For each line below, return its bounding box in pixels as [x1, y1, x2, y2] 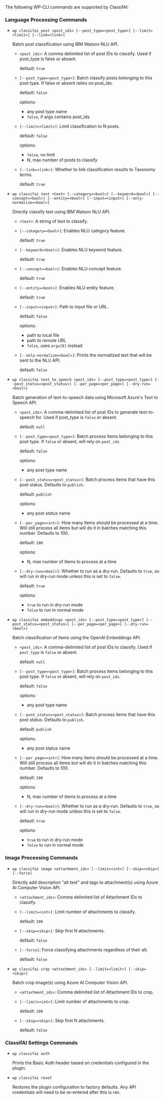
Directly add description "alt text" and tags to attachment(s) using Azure [12, 879, 158, 885]
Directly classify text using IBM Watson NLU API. [12, 209, 111, 215]
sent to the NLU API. [19, 357, 61, 363]
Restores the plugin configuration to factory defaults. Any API [12, 1084, 136, 1090]
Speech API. [12, 400, 38, 406]
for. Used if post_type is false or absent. [36, 414, 117, 421]
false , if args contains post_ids [26, 114, 90, 120]
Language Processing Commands [5, 16, 87, 23]
